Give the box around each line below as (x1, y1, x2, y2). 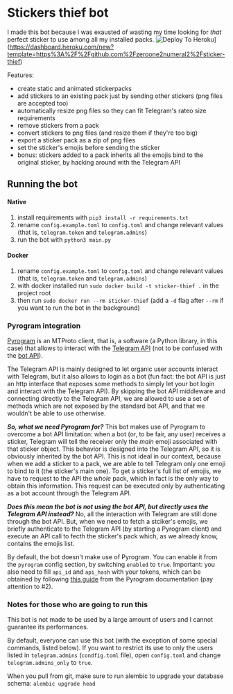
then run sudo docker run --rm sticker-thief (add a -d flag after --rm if (17, 296, 224, 304)
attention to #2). (7, 582, 53, 591)
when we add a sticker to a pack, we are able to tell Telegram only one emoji (7, 460, 226, 468)
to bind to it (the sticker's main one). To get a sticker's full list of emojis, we (7, 467, 222, 475)
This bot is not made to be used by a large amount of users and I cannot (7, 615, 214, 624)
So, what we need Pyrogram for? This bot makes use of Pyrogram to (7, 422, 206, 431)
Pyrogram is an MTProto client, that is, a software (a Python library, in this (7, 337, 218, 345)
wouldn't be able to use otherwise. (7, 409, 106, 418)
